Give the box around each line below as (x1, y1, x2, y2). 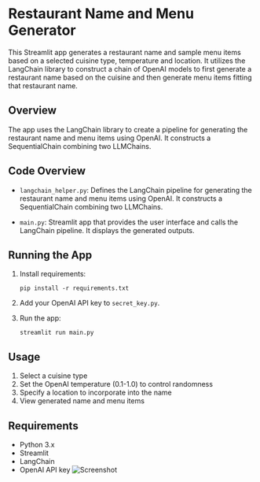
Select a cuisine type (19, 371, 88, 380)
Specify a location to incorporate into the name (19, 387, 172, 398)
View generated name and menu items (19, 396, 145, 406)
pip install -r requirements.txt (19, 284, 130, 292)
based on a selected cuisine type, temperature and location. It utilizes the (8, 56, 246, 65)
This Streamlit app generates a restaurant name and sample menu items (8, 47, 241, 57)
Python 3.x (19, 440, 55, 449)
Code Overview (8, 165, 86, 178)
